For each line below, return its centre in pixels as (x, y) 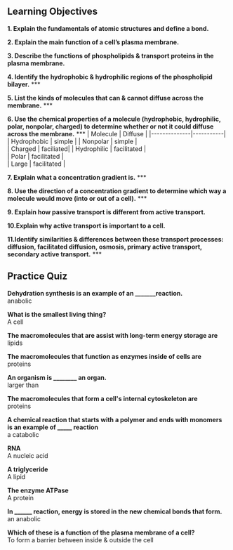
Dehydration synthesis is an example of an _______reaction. (95, 293)
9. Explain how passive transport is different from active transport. (106, 212)
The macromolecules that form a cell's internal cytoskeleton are (102, 398)
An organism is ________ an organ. (57, 377)
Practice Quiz (38, 276)
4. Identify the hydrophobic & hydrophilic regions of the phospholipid (110, 77)
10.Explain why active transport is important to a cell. (86, 225)
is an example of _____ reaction (53, 427)
